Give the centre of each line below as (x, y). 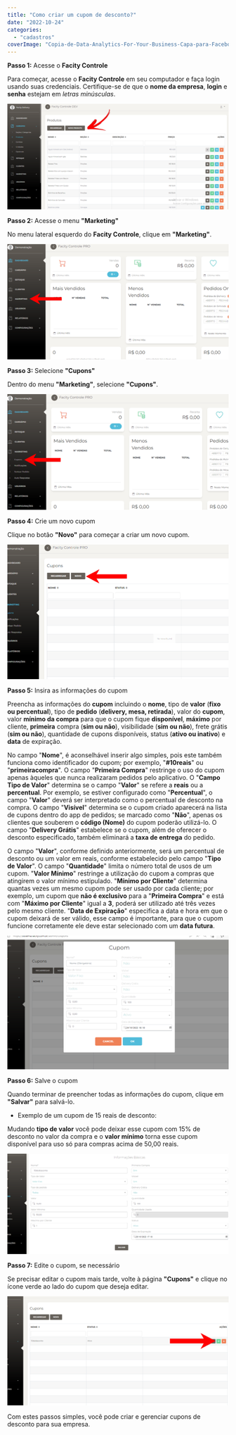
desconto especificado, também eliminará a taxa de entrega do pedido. (111, 837)
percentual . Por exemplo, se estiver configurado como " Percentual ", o (110, 792)
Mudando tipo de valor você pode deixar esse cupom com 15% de (104, 1129)
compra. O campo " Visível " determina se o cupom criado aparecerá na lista (117, 808)
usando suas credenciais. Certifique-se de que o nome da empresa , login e (117, 87)
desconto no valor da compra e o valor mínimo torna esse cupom (103, 1137)
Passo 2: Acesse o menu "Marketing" (63, 221)
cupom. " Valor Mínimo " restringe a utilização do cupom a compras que (111, 873)
